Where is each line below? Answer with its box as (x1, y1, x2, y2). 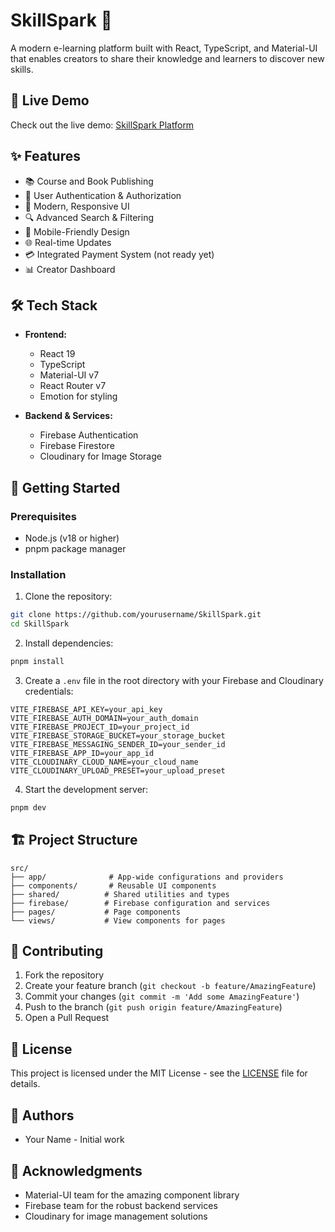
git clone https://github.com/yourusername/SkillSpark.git (10, 610, 262, 620)
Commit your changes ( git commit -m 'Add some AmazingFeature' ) (24, 990, 300, 1003)
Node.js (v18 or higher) (24, 532, 120, 544)
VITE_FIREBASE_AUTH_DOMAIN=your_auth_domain (10, 713, 199, 723)
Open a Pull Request (24, 1012, 110, 1024)
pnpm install (10, 657, 65, 667)
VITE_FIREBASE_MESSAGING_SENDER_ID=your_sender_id (10, 739, 226, 749)
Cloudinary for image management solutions (24, 1210, 208, 1222)
